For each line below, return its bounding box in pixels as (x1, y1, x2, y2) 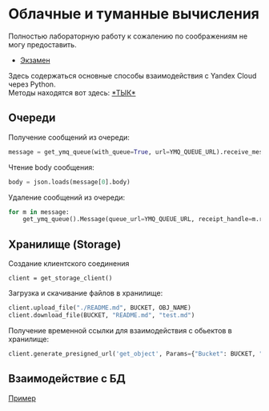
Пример (8, 393, 36, 403)
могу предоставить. (8, 39, 78, 49)
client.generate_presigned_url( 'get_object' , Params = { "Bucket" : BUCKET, (8, 349, 256, 357)
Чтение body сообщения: (8, 162, 94, 172)
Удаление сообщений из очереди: (8, 192, 126, 202)
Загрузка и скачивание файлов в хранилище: (8, 288, 163, 298)
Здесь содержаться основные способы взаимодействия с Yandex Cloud (8, 71, 257, 80)
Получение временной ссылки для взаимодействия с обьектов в (8, 325, 232, 335)
